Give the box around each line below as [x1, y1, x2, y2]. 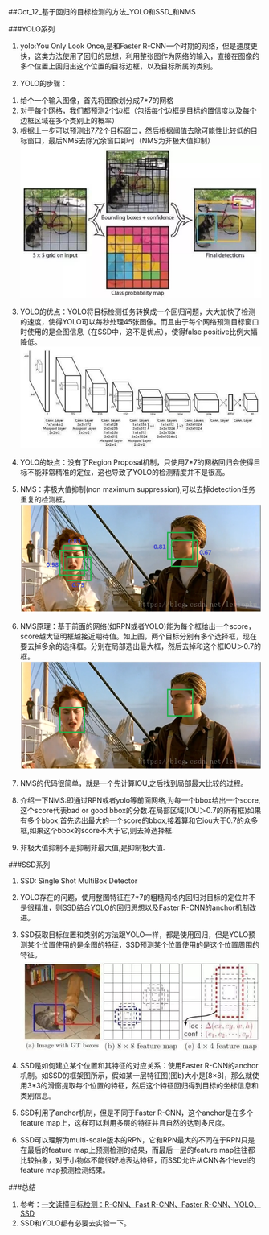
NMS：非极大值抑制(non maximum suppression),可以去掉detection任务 [19, 485, 255, 494]
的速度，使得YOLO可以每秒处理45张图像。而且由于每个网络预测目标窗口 [19, 317, 259, 327]
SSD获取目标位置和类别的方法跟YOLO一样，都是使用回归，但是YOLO [19, 929, 249, 940]
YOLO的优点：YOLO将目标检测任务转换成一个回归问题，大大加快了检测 [19, 307, 255, 316]
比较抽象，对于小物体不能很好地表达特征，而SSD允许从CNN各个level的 [19, 1154, 255, 1165]
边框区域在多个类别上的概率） [19, 116, 119, 125]
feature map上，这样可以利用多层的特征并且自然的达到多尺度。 [19, 1117, 230, 1127]
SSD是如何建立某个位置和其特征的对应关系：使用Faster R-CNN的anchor [19, 1060, 259, 1070]
